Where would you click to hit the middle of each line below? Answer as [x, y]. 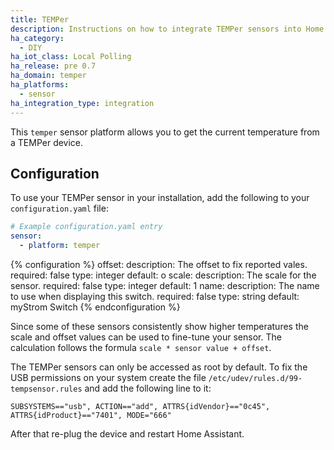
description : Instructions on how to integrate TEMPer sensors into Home [167, 29]
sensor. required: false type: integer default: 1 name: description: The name [165, 285]
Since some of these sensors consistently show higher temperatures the [159, 326]
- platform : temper [60, 246]
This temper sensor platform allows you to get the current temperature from [165, 132]
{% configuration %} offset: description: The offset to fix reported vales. [159, 264]
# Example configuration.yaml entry [86, 227]
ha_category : [37, 38]
